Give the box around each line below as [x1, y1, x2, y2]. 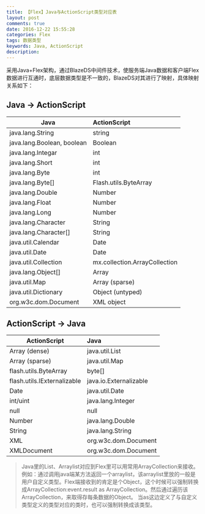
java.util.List [86, 347, 121, 355]
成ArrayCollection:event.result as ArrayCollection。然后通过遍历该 [21, 486, 188, 493]
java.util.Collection [9, 258, 62, 266]
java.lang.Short [9, 158, 53, 167]
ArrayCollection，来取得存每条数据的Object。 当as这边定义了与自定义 [21, 494, 198, 501]
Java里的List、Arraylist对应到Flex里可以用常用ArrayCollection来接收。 [21, 463, 199, 471]
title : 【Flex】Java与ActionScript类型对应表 [6, 9, 117, 15]
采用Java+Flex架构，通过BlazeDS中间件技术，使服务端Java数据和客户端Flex [6, 66, 199, 74]
